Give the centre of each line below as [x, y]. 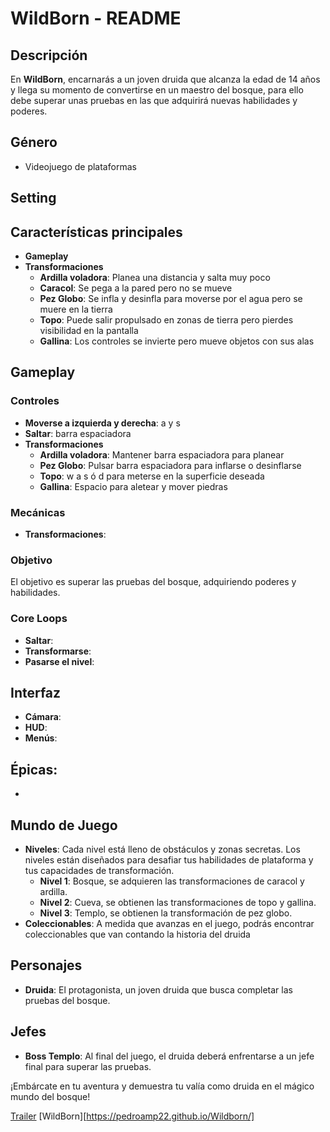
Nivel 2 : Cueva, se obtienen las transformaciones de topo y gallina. [178, 903]
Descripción [49, 55]
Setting [33, 198]
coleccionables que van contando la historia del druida [137, 934]
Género [34, 142]
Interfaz [36, 692]
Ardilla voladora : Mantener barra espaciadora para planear [162, 454]
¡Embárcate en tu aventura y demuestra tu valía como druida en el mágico [162, 1086]
